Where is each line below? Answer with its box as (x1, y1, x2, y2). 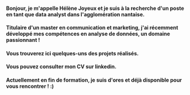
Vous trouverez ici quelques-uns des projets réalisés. (6, 50, 139, 57)
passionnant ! (6, 37, 40, 44)
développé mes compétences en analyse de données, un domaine (6, 30, 171, 37)
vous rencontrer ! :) (6, 82, 54, 90)
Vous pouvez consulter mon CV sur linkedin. (6, 63, 117, 70)
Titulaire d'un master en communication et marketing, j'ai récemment (6, 24, 178, 31)
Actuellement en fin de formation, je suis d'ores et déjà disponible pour (6, 76, 182, 83)
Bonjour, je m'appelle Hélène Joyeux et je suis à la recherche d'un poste (6, 5, 184, 12)
